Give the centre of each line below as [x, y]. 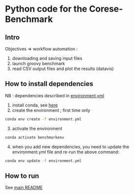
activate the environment [37, 128]
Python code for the [46, 9]
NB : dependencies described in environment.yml [55, 95]
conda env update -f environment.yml [43, 161]
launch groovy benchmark [38, 63]
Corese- [106, 9]
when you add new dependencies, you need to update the [71, 146]
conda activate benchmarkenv [35, 137]
